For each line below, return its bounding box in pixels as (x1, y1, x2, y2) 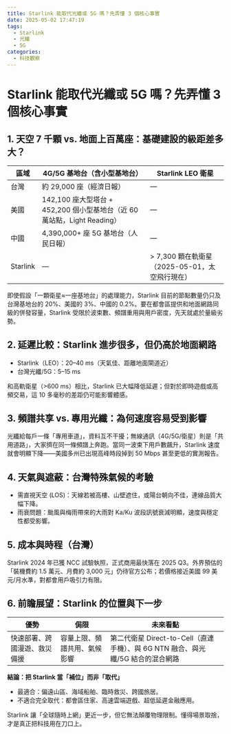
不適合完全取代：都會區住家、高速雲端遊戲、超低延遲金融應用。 (16, 696, 198, 704)
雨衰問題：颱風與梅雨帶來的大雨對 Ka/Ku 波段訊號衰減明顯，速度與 (16, 508, 207, 516)
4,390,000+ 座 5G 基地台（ (41, 228, 131, 238)
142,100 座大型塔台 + (41, 194, 113, 204)
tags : (7, 23, 23, 30)
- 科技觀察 (13, 55, 41, 62)
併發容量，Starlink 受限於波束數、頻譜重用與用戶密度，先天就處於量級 (19, 308, 217, 317)
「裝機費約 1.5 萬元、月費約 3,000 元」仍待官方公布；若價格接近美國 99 (7, 567, 210, 575)
